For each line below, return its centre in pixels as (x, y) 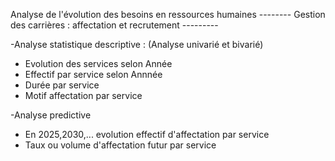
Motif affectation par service (83, 95)
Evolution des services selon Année (98, 63)
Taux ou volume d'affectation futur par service (120, 145)
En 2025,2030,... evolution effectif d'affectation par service (147, 134)
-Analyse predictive (51, 115)
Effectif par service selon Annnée (93, 74)
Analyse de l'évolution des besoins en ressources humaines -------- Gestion (168, 14)
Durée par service (62, 85)
